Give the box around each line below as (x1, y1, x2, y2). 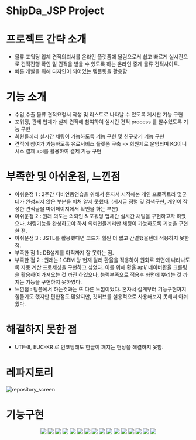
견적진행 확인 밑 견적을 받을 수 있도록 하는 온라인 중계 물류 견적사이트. (20, 60, 180, 68)
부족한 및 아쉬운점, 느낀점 (6, 170, 121, 184)
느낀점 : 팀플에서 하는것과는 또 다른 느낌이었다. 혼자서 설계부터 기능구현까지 (14, 286, 187, 293)
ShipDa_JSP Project (6, 4, 104, 18)
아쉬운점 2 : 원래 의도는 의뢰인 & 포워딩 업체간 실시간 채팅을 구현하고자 (14, 212, 176, 219)
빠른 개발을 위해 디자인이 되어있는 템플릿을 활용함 (14, 68, 128, 75)
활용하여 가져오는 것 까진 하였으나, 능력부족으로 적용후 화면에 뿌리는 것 (20, 271, 182, 278)
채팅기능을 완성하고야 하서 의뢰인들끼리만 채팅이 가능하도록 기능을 (27, 220, 177, 226)
